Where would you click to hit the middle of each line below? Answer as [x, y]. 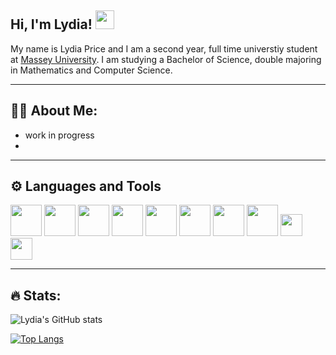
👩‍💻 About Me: [54, 111]
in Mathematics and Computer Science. [91, 70]
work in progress [59, 135]
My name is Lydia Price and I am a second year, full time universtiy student [164, 48]
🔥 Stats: [36, 295]
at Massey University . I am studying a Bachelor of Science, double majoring [166, 59]
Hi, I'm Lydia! [51, 24]
